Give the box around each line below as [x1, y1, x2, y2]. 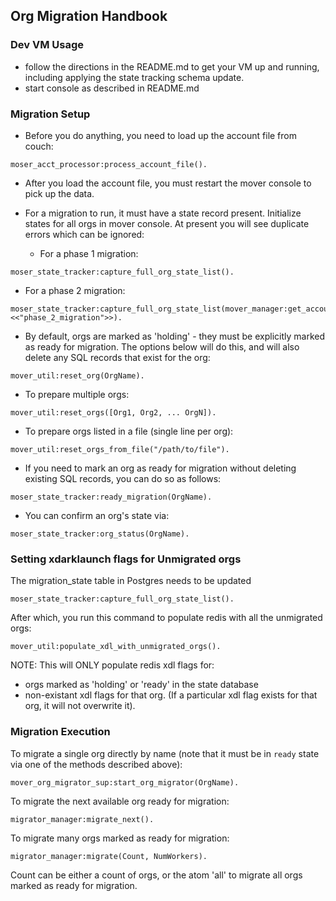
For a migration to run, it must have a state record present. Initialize [24, 207, 302, 219]
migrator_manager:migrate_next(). [10, 814, 155, 824]
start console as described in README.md [24, 82, 200, 94]
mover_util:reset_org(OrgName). [10, 370, 145, 381]
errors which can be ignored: [24, 228, 145, 240]
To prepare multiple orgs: [24, 388, 130, 400]
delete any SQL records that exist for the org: [24, 351, 211, 363]
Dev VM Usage [10, 38, 84, 52]
